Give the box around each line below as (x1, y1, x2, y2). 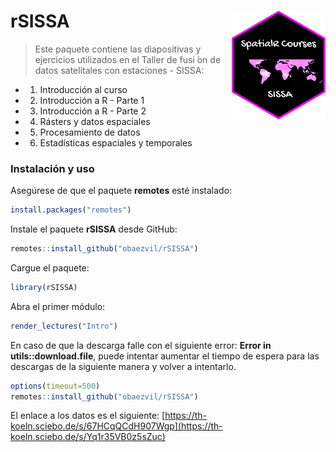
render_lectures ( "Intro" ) (10, 321, 118, 331)
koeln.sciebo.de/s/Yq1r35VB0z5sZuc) (10, 431, 166, 443)
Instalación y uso (10, 161, 95, 175)
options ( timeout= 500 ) (10, 381, 101, 391)
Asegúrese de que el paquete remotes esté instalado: (10, 185, 233, 197)
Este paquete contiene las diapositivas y (34, 43, 202, 55)
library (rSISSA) (10, 282, 78, 292)
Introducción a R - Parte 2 (39, 105, 147, 117)
